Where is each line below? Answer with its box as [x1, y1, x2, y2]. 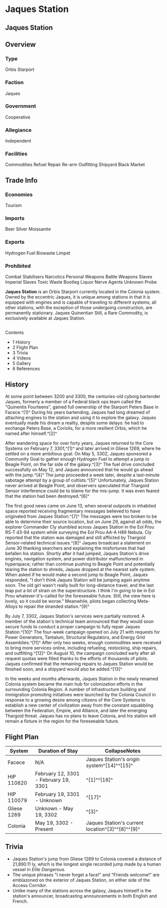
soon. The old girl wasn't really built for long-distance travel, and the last [5, 582, 154, 588]
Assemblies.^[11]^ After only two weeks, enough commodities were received [5, 640, 162, 646]
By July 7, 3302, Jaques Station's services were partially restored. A [5, 613, 145, 619]
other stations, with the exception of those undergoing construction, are [5, 305, 153, 311]
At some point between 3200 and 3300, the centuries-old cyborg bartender [5, 393, 161, 399]
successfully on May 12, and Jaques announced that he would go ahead [5, 467, 153, 473]
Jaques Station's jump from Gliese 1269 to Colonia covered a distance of [12, 856, 162, 862]
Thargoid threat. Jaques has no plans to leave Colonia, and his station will [5, 713, 156, 719]
